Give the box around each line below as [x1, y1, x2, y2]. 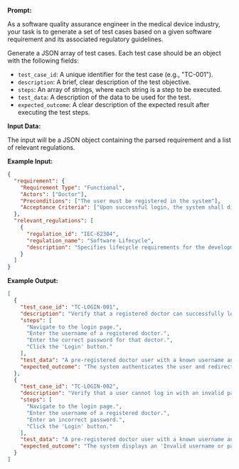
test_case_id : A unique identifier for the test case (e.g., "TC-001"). [17, 71, 213, 78]
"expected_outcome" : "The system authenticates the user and [20, 363, 205, 370]
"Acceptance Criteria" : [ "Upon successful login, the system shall [20, 204, 224, 211]
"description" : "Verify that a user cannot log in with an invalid [20, 390, 224, 397]
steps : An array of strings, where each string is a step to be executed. [17, 86, 223, 93]
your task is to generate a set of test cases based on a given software [7, 28, 212, 36]
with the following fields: [7, 56, 80, 65]
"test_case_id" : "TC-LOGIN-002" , [20, 383, 119, 391]
